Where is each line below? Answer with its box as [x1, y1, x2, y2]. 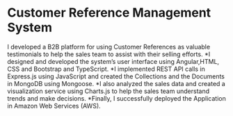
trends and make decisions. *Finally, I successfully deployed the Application [7, 94, 226, 102]
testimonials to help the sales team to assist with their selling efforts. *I [7, 50, 211, 58]
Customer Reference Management [7, 5, 211, 21]
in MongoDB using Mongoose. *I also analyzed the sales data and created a [7, 79, 226, 88]
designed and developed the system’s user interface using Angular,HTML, [7, 57, 220, 65]
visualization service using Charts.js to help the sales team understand [7, 87, 210, 95]
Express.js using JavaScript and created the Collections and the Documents [7, 72, 225, 81]
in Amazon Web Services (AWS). [7, 101, 101, 110]
